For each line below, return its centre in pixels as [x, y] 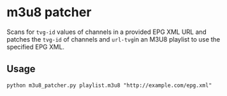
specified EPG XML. [36, 47]
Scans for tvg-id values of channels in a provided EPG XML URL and [107, 32]
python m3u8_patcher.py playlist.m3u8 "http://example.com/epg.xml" [109, 85]
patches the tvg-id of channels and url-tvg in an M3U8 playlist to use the [114, 39]
